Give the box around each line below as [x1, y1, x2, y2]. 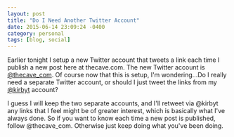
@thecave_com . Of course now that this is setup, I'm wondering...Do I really [7, 71, 227, 79]
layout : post [7, 10, 46, 18]
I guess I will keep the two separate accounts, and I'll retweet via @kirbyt [7, 99, 219, 107]
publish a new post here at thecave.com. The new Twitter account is [7, 63, 205, 72]
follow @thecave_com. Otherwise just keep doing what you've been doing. [7, 122, 223, 130]
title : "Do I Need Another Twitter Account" [7, 17, 140, 24]
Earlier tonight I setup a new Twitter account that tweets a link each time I [7, 56, 220, 64]
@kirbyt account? [7, 86, 58, 94]
